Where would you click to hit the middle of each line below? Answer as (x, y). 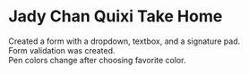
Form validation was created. (62, 50)
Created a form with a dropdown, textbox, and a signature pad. (124, 41)
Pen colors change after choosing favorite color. (97, 60)
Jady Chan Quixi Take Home (116, 16)
